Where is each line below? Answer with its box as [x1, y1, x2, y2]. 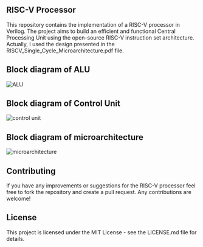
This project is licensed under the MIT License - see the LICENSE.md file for [6, 228, 197, 236]
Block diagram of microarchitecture [6, 132, 144, 142]
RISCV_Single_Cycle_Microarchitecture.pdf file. [6, 47, 125, 54]
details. [6, 235, 25, 242]
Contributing [6, 165, 56, 176]
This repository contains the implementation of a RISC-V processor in [6, 21, 181, 28]
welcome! [6, 195, 31, 203]
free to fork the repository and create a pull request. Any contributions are [6, 189, 191, 196]
